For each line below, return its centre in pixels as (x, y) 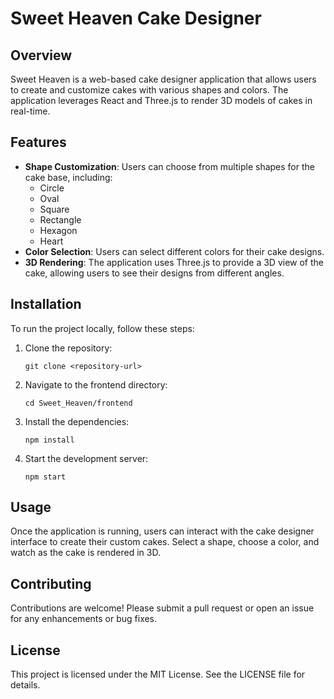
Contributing (51, 583)
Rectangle (60, 219)
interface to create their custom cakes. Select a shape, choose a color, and (165, 542)
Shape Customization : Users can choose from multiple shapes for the (169, 166)
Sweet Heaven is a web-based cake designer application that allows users (163, 79)
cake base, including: (68, 177)
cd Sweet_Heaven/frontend (78, 403)
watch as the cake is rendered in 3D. (85, 553)
